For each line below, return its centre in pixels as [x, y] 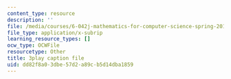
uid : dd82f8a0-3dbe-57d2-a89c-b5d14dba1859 [70, 65]
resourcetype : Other [37, 52]
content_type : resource [41, 13]
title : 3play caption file [46, 58]
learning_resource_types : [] [49, 39]
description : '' [30, 20]
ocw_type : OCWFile [33, 45]
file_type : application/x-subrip [55, 33]
